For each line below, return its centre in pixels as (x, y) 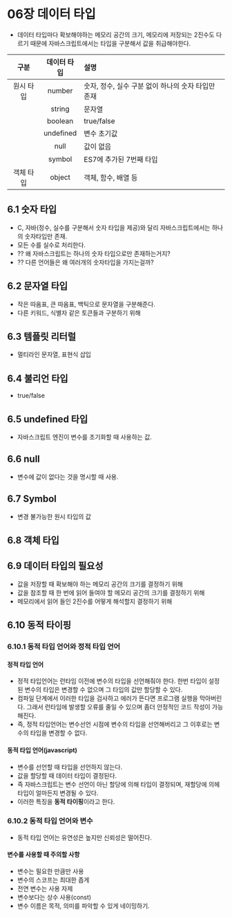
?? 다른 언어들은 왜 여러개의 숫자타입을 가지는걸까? (85, 262)
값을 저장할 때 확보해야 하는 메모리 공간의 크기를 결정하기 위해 (100, 584)
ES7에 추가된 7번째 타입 (121, 159)
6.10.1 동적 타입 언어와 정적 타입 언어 (64, 646)
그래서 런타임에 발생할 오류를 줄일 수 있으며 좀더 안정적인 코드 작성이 (118, 707)
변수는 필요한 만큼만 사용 (50, 871)
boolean (60, 120)
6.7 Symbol (32, 499)
